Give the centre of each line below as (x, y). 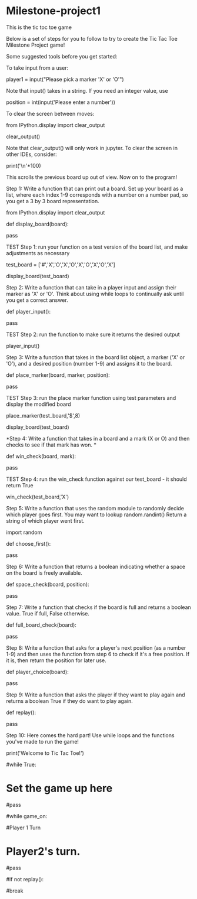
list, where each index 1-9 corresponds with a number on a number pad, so (97, 195)
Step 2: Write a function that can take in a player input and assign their (91, 287)
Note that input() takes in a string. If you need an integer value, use (87, 90)
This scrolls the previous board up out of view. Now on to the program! (92, 177)
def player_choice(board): (37, 672)
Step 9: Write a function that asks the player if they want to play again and (96, 695)
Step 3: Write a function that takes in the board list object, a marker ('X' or (96, 357)
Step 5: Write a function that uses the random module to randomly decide (95, 508)
